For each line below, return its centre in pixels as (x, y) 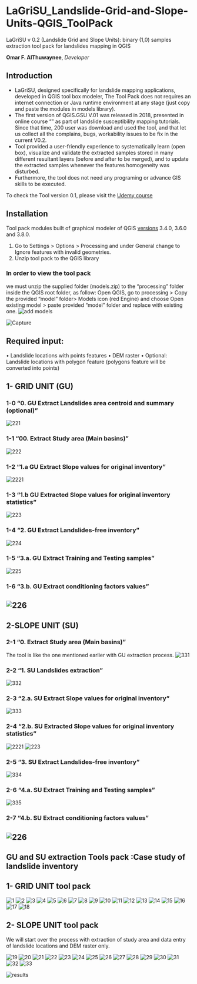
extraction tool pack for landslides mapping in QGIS (69, 46)
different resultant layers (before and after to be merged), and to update (102, 159)
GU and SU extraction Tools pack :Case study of (96, 857)
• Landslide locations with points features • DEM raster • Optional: (87, 355)
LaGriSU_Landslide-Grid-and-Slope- (97, 11)
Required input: (35, 341)
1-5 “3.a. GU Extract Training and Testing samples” (80, 558)
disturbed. (27, 171)
